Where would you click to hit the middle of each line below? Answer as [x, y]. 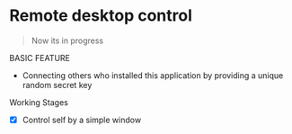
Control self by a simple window [82, 120]
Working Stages [39, 102]
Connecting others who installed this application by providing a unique [153, 75]
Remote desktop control [101, 16]
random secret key [57, 85]
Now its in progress [67, 40]
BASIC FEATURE [40, 58]
